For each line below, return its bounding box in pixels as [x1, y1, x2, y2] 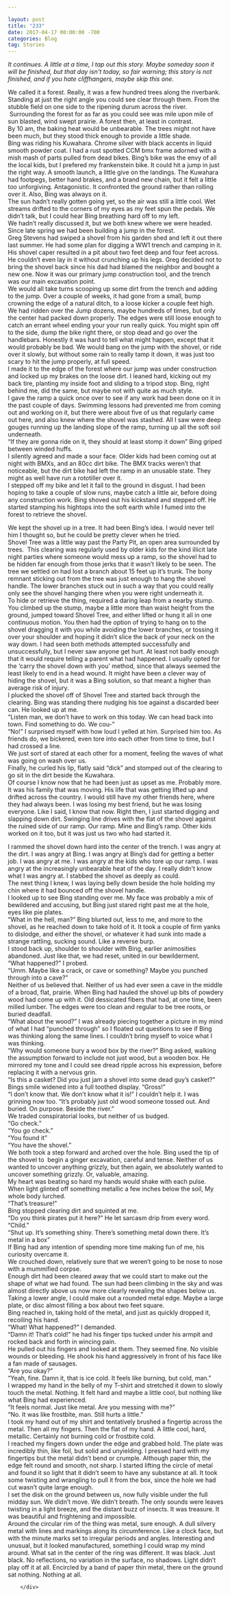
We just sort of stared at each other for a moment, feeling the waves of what [8, 750, 223, 758]
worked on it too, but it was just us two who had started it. [8, 830, 172, 838]
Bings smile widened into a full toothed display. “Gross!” [8, 1083, 166, 1091]
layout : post [8, 16, 45, 23]
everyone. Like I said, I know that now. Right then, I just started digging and [8, 808, 220, 816]
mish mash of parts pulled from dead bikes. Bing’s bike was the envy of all [8, 153, 217, 162]
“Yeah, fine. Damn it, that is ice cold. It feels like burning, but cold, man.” [8, 1374, 212, 1383]
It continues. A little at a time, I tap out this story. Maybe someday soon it [8, 60, 214, 69]
